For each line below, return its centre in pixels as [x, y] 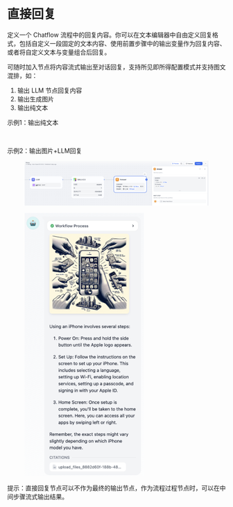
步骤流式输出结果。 [40, 497]
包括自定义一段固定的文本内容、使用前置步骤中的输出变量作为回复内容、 [122, 43]
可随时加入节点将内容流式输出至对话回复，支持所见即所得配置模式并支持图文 [116, 67]
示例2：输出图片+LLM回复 [45, 151]
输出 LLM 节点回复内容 [50, 90]
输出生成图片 [35, 99]
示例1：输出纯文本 [33, 122]
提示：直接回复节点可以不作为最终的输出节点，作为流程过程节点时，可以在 [113, 488]
